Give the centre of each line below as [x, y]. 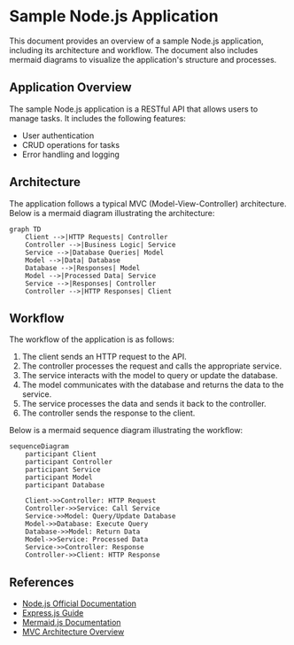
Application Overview [70, 87]
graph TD [25, 229]
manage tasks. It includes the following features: [97, 118]
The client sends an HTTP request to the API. [104, 357]
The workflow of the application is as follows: [92, 339]
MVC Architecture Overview [73, 632]
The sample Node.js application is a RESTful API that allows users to [134, 109]
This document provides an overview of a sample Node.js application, [136, 41]
